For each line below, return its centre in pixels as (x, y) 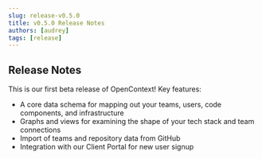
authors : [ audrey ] (39, 30)
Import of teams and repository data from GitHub (100, 138)
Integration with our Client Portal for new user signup (107, 147)
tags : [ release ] (35, 38)
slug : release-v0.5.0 (44, 16)
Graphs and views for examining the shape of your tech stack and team (137, 122)
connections (40, 130)
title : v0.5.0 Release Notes (57, 23)
